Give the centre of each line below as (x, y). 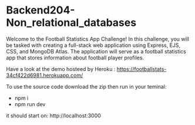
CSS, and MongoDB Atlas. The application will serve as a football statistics (96, 51)
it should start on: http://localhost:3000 (53, 116)
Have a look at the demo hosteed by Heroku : (61, 69)
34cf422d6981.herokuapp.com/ (45, 75)
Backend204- (41, 10)
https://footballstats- (142, 69)
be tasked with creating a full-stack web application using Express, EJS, (93, 45)
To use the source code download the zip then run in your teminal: (86, 86)
